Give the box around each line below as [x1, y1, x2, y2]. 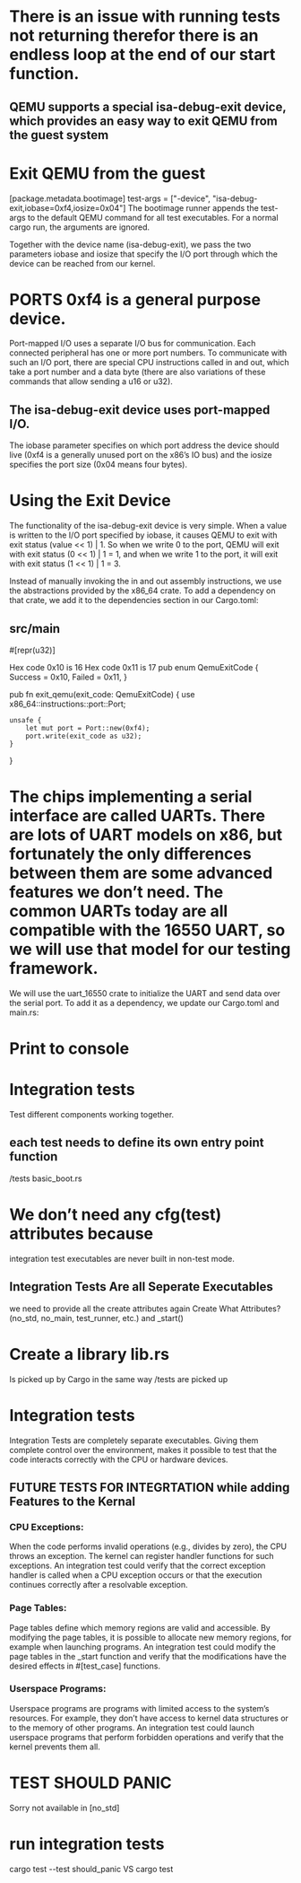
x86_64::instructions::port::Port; [9, 698, 126, 710]
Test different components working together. [9, 1109, 175, 1120]
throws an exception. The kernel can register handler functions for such [9, 1551, 274, 1562]
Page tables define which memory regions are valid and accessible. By [9, 1622, 271, 1633]
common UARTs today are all [9, 901, 228, 922]
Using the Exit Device [9, 491, 172, 511]
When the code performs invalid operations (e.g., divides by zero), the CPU [9, 1541, 288, 1552]
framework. [9, 959, 99, 979]
